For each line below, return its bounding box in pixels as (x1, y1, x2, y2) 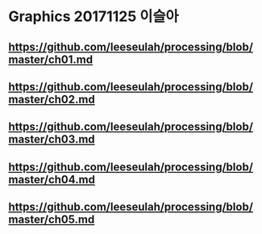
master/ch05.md (8, 213, 95, 227)
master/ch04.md (8, 173, 95, 186)
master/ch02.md (8, 92, 95, 106)
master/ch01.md (8, 52, 94, 66)
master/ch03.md (8, 132, 95, 146)
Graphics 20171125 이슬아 (8, 7, 179, 26)
